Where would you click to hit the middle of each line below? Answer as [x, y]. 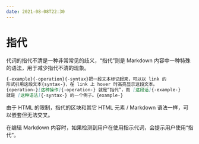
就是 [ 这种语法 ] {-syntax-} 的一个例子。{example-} [65, 95]
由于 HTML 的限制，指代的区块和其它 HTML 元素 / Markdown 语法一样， [95, 108]
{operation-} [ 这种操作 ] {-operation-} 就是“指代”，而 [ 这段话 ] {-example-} [94, 90]
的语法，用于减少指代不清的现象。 [48, 68]
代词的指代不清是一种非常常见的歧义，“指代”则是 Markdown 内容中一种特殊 [99, 60]
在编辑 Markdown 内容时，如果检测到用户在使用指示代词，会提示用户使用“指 [100, 127]
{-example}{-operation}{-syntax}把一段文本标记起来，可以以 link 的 [86, 79]
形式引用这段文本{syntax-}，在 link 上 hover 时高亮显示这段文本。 [82, 84]
